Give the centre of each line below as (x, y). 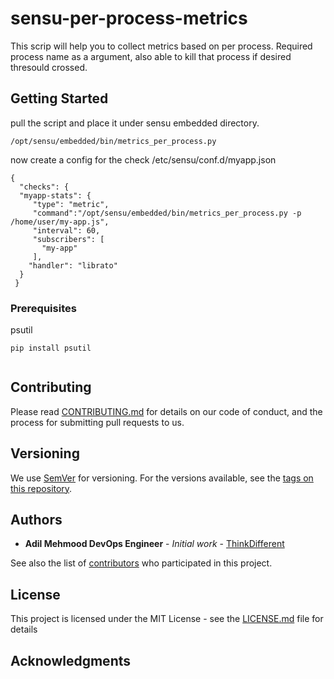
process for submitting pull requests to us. (97, 422)
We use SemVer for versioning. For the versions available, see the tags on (162, 478)
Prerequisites (43, 308)
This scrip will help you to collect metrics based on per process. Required (161, 46)
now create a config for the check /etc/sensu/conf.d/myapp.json (143, 159)
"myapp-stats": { (55, 195)
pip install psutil (51, 348)
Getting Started (59, 98)
